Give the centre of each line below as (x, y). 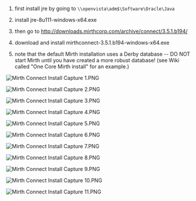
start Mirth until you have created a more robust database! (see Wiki (97, 60)
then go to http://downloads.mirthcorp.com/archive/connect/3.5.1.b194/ (101, 31)
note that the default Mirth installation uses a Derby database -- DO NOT (102, 54)
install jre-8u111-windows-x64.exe (55, 20)
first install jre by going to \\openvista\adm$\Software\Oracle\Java (94, 9)
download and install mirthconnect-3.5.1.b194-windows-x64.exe (92, 43)
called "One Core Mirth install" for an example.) (72, 66)
